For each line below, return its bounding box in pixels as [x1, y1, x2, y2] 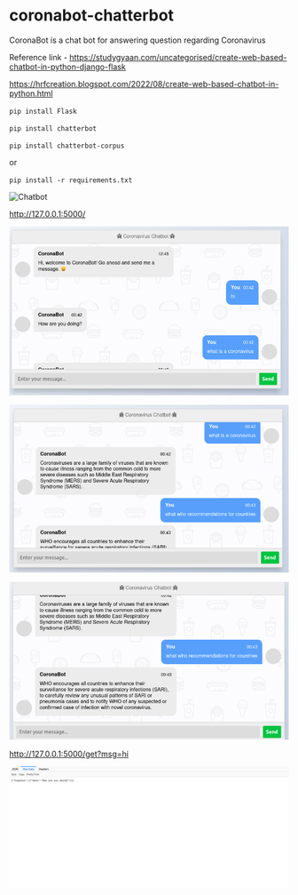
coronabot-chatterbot [9, 5, 175, 26]
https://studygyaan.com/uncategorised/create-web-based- [69, 52, 287, 62]
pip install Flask [9, 107, 77, 116]
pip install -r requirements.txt [9, 175, 133, 185]
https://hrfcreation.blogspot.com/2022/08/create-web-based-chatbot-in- [9, 78, 279, 89]
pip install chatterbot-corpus [9, 141, 125, 150]
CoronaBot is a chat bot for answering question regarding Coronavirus [9, 35, 266, 45]
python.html [9, 88, 53, 99]
